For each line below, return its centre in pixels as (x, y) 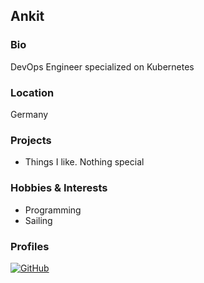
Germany (29, 114)
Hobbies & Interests (59, 188)
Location (32, 92)
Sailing (38, 220)
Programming (53, 210)
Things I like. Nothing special (84, 162)
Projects (31, 140)
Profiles (30, 246)
